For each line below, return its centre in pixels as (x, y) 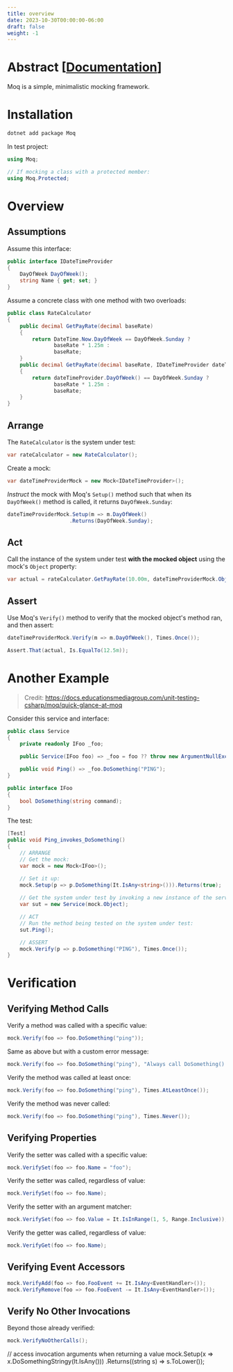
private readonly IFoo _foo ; (62, 744)
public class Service (38, 731)
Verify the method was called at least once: (69, 1078)
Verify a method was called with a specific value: (77, 1026)
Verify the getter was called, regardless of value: (77, 1233)
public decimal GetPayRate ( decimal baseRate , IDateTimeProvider (114, 365)
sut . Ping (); (37, 930)
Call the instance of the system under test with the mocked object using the (116, 559)
